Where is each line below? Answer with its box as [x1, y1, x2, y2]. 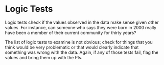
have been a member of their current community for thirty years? [5, 30, 136, 35]
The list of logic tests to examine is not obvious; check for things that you [5, 39, 153, 45]
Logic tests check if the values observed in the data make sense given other [5, 19, 159, 25]
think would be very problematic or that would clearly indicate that [5, 44, 139, 50]
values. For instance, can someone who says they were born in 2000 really [5, 24, 157, 30]
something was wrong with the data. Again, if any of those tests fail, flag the [5, 49, 159, 55]
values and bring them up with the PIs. [5, 54, 83, 60]
